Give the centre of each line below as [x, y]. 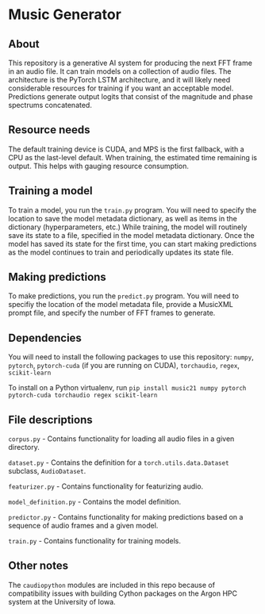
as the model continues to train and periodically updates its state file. [121, 252]
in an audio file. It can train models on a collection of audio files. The [120, 71]
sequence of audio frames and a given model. [83, 526]
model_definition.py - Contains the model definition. [95, 502]
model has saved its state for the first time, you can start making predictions [132, 244]
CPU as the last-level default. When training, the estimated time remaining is [133, 157]
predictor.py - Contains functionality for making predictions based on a [126, 517]
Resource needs [49, 130]
